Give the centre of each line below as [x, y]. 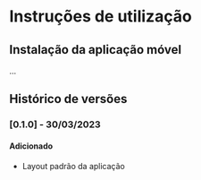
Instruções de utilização [100, 17]
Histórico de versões [68, 99]
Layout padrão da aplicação [73, 166]
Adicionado [31, 146]
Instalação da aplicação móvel [95, 50]
